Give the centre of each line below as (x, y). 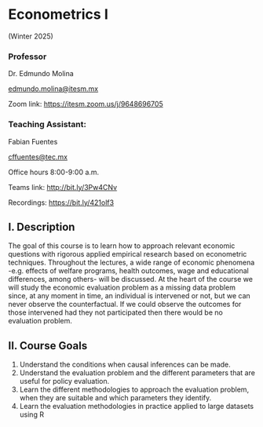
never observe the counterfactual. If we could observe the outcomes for (125, 305)
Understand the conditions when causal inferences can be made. (125, 365)
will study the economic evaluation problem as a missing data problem (122, 287)
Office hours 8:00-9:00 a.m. (54, 172)
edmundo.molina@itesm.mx (53, 89)
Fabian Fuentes (33, 141)
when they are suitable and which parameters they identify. (115, 398)
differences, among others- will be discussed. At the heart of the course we (131, 279)
